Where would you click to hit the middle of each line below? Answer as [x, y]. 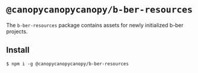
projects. [17, 31]
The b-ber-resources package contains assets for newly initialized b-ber [95, 25]
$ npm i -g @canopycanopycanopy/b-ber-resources [67, 64]
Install [18, 50]
